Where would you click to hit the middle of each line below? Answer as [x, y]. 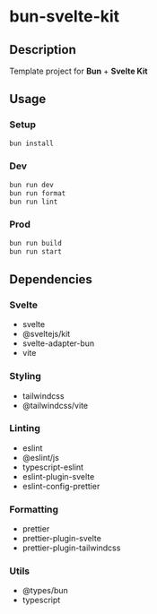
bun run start [36, 251]
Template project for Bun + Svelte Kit [78, 71]
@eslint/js [41, 457]
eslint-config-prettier [61, 486]
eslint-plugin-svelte [58, 476]
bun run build [36, 243]
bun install [31, 143]
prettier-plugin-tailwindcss [71, 548]
